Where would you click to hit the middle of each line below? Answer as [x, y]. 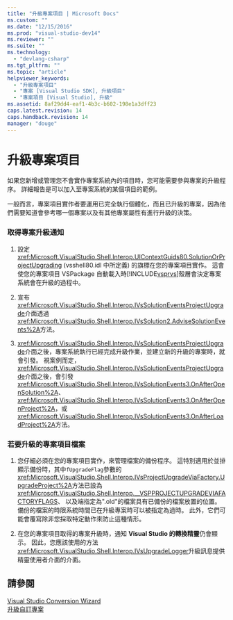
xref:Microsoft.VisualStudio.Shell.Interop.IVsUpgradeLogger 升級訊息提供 [121, 551]
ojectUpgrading [40, 265]
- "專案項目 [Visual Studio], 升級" [63, 98]
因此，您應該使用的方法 [64, 542]
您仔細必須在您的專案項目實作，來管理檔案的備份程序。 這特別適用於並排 [121, 461]
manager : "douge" [32, 123]
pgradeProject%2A [45, 486]
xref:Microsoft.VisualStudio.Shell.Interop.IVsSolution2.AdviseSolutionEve [121, 321]
